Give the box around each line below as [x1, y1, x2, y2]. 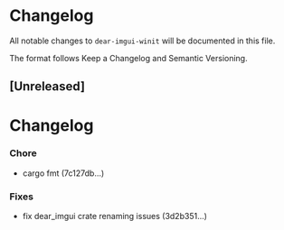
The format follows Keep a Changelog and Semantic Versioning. [9, 52, 248, 63]
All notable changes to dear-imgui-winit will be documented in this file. [9, 35, 276, 46]
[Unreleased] [9, 78, 86, 95]
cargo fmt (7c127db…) [22, 168, 105, 179]
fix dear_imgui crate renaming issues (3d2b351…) [22, 211, 208, 222]
